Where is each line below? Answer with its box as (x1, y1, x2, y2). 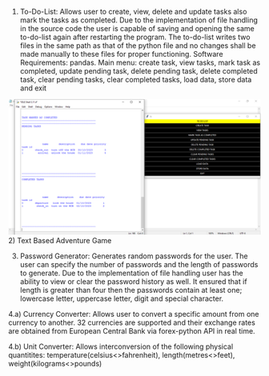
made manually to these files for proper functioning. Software (19, 50, 223, 58)
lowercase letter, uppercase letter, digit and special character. (19, 294, 224, 303)
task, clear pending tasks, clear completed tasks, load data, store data (19, 75, 252, 84)
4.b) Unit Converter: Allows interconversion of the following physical (8, 342, 234, 351)
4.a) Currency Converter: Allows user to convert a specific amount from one (8, 309, 259, 318)
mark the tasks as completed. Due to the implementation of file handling (19, 15, 258, 25)
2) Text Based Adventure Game (8, 235, 112, 245)
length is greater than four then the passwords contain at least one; (19, 285, 243, 294)
